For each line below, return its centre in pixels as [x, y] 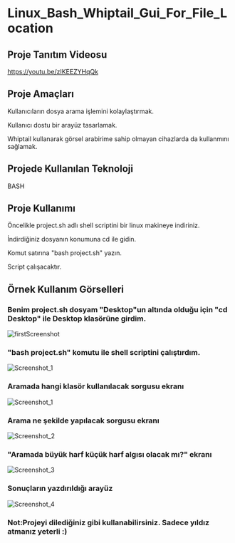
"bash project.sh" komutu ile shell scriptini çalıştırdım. [104, 353]
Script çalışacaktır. [35, 267]
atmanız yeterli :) [37, 531]
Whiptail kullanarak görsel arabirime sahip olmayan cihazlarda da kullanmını [118, 139]
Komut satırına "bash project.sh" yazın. [65, 253]
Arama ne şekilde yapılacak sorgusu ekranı [83, 420]
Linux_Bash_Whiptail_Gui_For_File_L [117, 13]
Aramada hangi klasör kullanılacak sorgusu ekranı [96, 386]
